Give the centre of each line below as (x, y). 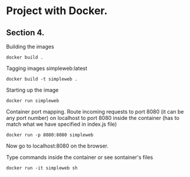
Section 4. (25, 33)
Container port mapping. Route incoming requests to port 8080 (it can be (95, 112)
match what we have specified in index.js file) (61, 124)
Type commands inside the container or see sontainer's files (80, 157)
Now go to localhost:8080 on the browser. (58, 146)
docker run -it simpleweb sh (42, 168)
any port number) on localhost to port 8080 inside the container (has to (93, 118)
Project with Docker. (57, 11)
